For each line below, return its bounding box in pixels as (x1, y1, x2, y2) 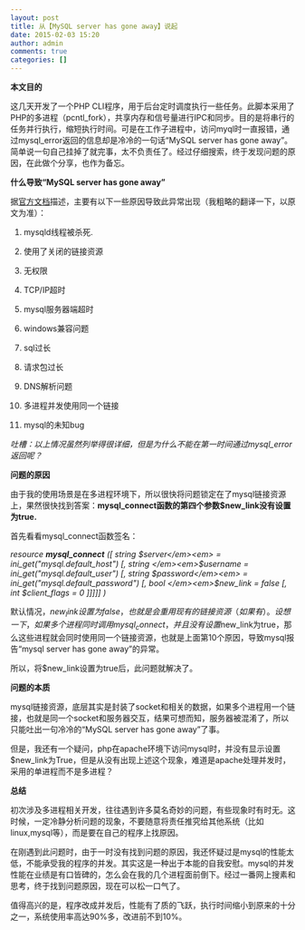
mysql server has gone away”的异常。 (22, 643, 165, 654)
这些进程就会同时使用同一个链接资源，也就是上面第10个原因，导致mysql (17, 631, 287, 642)
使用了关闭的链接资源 (23, 246, 103, 257)
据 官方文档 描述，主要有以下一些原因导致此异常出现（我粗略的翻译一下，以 (10, 196, 288, 207)
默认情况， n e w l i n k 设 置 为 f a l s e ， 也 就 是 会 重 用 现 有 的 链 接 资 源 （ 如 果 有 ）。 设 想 (10, 606, 291, 619)
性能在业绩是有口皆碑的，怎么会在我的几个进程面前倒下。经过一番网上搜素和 (10, 868, 296, 880)
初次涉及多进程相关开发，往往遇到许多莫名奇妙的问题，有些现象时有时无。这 (10, 804, 296, 815)
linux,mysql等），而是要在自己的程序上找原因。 (10, 827, 184, 837)
